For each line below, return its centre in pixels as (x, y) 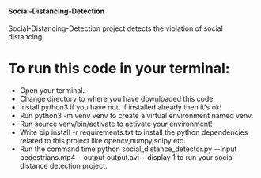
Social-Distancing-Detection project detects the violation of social (115, 28)
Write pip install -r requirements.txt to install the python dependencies (134, 132)
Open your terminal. (52, 91)
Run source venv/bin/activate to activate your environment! (116, 124)
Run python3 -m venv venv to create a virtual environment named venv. (136, 116)
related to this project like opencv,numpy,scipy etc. (102, 141)
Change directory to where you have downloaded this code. (117, 99)
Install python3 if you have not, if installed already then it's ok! (121, 107)
